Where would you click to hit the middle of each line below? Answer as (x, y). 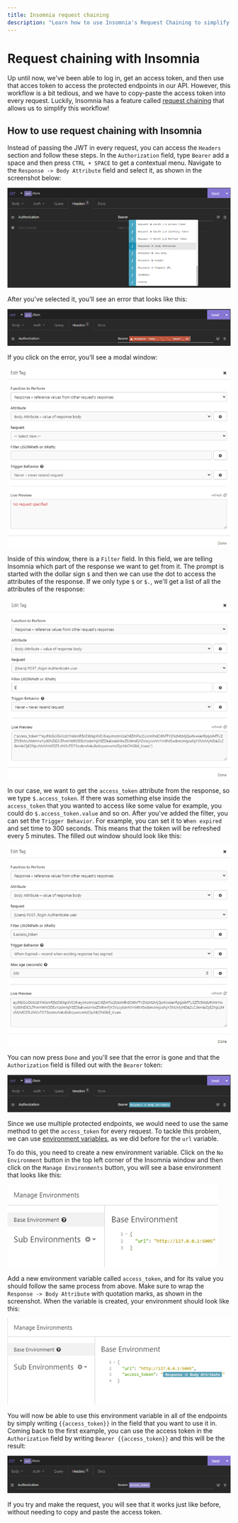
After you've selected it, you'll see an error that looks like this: (97, 299)
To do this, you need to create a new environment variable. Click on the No (115, 1152)
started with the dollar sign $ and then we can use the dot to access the (112, 574)
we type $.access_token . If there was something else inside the (100, 798)
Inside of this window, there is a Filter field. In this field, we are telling (110, 559)
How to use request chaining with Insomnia (105, 130)
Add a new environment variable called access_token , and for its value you (116, 1278)
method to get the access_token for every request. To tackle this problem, (114, 1131)
